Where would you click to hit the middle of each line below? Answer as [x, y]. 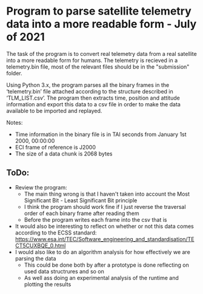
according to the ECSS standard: [56, 233]
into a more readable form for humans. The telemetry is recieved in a [92, 60]
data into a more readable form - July [101, 24]
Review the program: [41, 187]
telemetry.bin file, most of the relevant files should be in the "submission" [98, 67]
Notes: [15, 122]
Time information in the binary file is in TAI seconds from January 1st [101, 134]
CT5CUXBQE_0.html [40, 245]
